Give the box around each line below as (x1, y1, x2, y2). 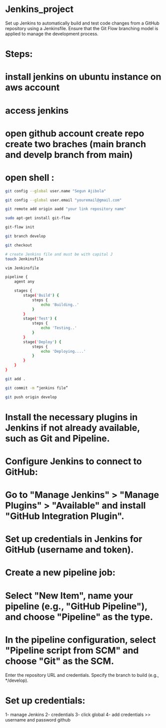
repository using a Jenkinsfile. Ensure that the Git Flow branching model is (5, 25, 158, 31)
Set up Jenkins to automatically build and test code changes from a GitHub (5, 20, 160, 26)
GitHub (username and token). (5, 544, 134, 556)
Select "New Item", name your (5, 590, 133, 601)
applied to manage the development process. (5, 31, 98, 37)
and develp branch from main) (5, 149, 133, 160)
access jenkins (5, 105, 69, 116)
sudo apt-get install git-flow (5, 215, 70, 221)
